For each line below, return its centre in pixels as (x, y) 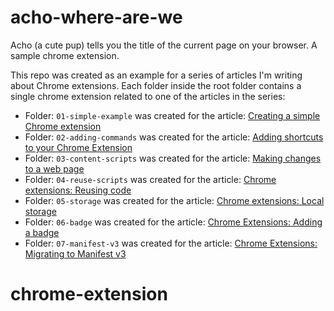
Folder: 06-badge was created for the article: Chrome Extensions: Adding (173, 222)
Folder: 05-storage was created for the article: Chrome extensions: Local (174, 200)
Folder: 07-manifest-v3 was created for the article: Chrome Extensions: (171, 243)
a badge (42, 232)
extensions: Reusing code (78, 190)
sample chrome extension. (65, 55)
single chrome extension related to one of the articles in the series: (148, 96)
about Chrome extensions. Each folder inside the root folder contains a (156, 85)
